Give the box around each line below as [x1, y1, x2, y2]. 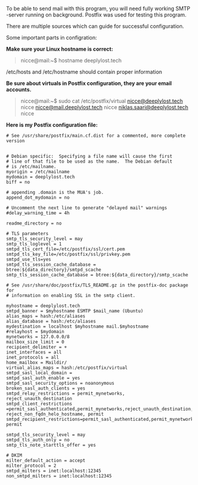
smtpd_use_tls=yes [6, 256, 51, 262]
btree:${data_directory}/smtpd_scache [6, 267, 101, 273]
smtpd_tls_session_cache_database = [6, 262, 96, 268]
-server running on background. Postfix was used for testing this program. [6, 11, 187, 18]
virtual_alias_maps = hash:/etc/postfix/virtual [6, 365, 128, 371]
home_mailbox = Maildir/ [6, 359, 67, 365]
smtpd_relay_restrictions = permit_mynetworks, [6, 391, 126, 397]
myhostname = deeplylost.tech [6, 303, 81, 309]
